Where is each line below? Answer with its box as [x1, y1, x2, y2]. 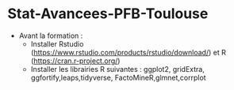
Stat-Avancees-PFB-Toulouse [7, 5, 209, 23]
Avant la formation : [18, 31, 83, 40]
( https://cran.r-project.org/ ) [30, 56, 121, 66]
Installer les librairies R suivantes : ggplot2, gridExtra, [30, 64, 205, 73]
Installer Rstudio [30, 39, 84, 48]
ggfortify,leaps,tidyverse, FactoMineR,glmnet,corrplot [30, 73, 207, 82]
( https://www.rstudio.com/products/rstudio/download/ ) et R [30, 47, 227, 57]
